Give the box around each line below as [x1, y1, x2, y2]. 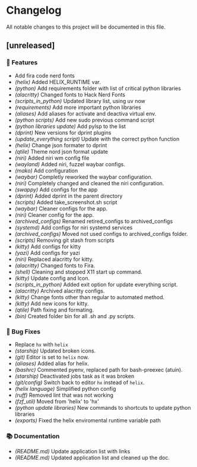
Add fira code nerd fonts [14, 72, 75, 79]
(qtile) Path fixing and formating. [14, 306, 94, 313]
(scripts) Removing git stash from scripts [14, 236, 115, 244]
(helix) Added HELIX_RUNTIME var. [14, 78, 101, 85]
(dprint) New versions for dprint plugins [14, 129, 112, 136]
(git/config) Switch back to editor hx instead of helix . [14, 379, 145, 386]
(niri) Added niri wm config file [14, 154, 90, 161]
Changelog [6, 4, 62, 17]
